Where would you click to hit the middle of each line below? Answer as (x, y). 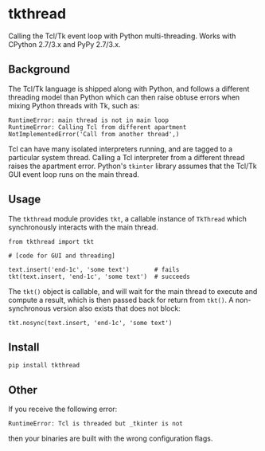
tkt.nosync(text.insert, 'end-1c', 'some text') (90, 323)
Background (39, 70)
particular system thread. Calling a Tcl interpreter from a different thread (127, 157)
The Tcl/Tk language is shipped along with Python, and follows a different (129, 88)
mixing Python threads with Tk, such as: (74, 105)
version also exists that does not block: (117, 308)
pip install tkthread (44, 366)
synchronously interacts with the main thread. (83, 227)
